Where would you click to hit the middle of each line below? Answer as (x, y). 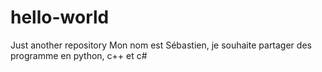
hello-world (60, 17)
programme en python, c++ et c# (79, 55)
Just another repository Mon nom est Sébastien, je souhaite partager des (161, 45)
